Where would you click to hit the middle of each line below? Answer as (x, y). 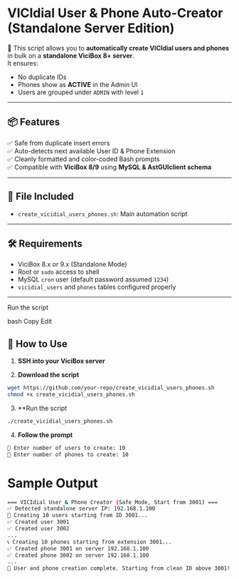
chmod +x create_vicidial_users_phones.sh (71, 395)
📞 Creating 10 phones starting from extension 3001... (90, 542)
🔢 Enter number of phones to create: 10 (68, 454)
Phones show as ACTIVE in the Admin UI (78, 84)
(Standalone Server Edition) (91, 28)
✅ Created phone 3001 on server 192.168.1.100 (78, 548)
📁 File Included (41, 196)
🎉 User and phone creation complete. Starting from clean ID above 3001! (119, 568)
